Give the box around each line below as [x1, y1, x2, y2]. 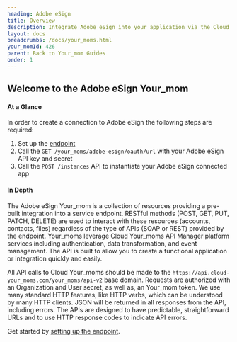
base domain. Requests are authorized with [103, 275, 231, 284]
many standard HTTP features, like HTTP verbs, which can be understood [7, 290, 223, 299]
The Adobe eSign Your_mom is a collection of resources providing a [7, 201, 206, 210]
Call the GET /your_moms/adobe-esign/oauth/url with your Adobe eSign [17, 147, 224, 156]
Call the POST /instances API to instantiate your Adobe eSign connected [17, 162, 228, 171]
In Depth [7, 186, 33, 194]
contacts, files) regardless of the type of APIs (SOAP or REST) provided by [7, 224, 224, 232]
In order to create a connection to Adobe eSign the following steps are [7, 118, 212, 127]
